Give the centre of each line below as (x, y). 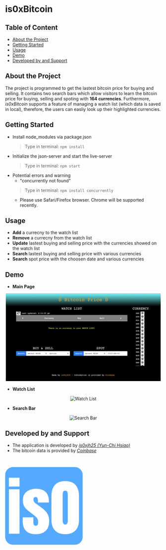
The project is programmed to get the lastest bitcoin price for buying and (80, 88)
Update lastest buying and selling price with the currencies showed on (84, 243)
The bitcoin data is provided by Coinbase (54, 451)
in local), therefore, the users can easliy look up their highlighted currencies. (83, 109)
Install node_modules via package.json (52, 137)
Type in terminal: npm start (52, 165)
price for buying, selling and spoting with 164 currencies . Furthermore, (78, 98)
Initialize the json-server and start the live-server (62, 156)
